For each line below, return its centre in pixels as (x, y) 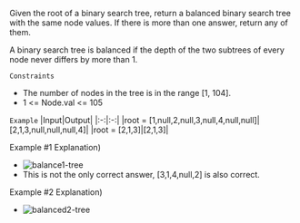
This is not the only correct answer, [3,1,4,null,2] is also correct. (141, 175)
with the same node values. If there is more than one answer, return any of (149, 23)
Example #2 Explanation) (56, 192)
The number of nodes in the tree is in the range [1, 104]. (127, 93)
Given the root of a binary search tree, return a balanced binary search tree (150, 13)
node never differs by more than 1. (74, 59)
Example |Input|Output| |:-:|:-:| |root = (78, 120)
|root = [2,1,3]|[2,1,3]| (130, 130)
